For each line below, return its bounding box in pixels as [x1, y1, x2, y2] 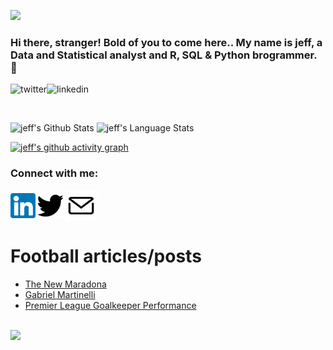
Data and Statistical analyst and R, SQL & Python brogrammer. [10, 48, 318, 62]
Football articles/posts [10, 245, 202, 267]
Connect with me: [10, 166, 99, 180]
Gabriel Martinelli [24, 288, 96, 300]
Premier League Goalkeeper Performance [24, 299, 197, 311]
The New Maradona [24, 278, 107, 290]
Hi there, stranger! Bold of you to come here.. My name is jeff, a [10, 35, 323, 49]
